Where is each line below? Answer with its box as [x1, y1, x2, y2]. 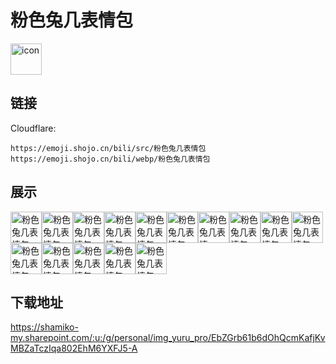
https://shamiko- [10, 321, 79, 333]
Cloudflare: [10, 122, 57, 134]
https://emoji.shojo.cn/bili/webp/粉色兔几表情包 [10, 154, 211, 164]
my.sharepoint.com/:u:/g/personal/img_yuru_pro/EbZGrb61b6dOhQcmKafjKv [10, 332, 326, 344]
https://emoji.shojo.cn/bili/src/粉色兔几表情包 [10, 143, 207, 153]
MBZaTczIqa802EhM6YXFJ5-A [10, 342, 138, 355]
